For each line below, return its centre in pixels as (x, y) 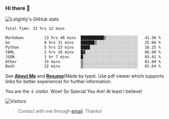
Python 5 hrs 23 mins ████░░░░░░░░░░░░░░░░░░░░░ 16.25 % (83, 47)
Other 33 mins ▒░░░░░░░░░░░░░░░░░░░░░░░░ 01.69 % (83, 62)
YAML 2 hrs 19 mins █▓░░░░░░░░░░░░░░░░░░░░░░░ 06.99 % (83, 52)
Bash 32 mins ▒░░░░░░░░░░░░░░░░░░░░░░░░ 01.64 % (83, 66)
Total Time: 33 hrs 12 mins (35, 29)
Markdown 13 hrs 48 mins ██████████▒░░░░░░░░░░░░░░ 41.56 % (83, 38)
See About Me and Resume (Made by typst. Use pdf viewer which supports (85, 76)
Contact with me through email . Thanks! (60, 111)
